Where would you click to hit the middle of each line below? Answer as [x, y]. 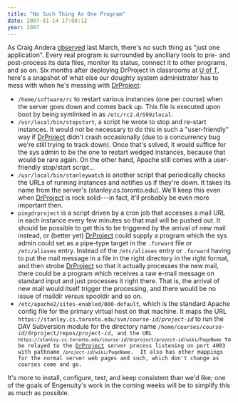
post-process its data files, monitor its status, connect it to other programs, [118, 63]
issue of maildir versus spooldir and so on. [80, 296]
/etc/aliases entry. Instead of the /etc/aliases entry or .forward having [124, 251]
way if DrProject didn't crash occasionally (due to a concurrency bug [119, 137]
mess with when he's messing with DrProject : [74, 86]
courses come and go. [50, 364]
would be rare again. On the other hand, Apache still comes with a [115, 160]
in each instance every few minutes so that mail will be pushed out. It [119, 220]
